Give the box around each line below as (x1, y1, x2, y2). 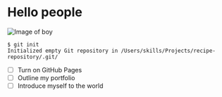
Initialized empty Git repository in (7, 47, 118, 54)
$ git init (7, 41, 39, 48)
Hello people (7, 4, 82, 20)
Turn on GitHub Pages (17, 65, 82, 74)
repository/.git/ (7, 53, 58, 60)
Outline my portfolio (17, 74, 75, 82)
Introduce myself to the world (17, 82, 104, 90)
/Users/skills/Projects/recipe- (121, 47, 216, 54)
